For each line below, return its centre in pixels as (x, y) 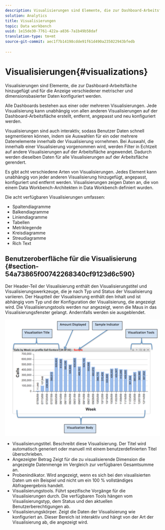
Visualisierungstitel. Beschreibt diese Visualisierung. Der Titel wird (79, 443)
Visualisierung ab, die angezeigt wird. (50, 522)
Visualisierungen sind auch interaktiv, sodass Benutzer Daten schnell (75, 131)
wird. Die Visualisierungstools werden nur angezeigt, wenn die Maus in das (81, 307)
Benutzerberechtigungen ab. (41, 506)
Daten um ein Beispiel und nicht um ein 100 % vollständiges (73, 480)
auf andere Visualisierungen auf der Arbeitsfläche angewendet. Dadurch (79, 152)
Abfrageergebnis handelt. (38, 485)
